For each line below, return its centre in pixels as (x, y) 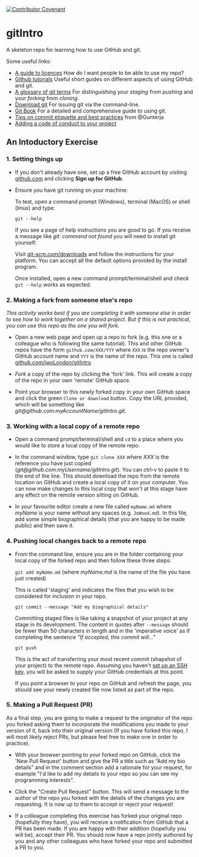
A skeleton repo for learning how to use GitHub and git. (74, 49)
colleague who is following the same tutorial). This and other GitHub (98, 343)
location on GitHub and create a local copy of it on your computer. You (101, 482)
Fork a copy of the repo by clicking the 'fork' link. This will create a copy (103, 374)
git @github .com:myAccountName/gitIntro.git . (71, 410)
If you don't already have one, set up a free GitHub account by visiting (101, 172)
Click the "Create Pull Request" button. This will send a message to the (102, 791)
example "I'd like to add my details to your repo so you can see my (97, 774)
